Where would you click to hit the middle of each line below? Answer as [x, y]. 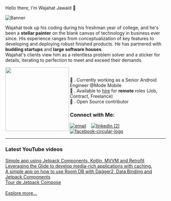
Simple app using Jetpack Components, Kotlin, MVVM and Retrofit [75, 160]
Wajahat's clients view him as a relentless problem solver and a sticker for [83, 55]
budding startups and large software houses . [54, 49]
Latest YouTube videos [34, 149]
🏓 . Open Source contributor [99, 102]
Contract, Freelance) [92, 96]
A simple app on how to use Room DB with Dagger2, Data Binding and [79, 171]
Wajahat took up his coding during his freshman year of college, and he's [82, 28]
